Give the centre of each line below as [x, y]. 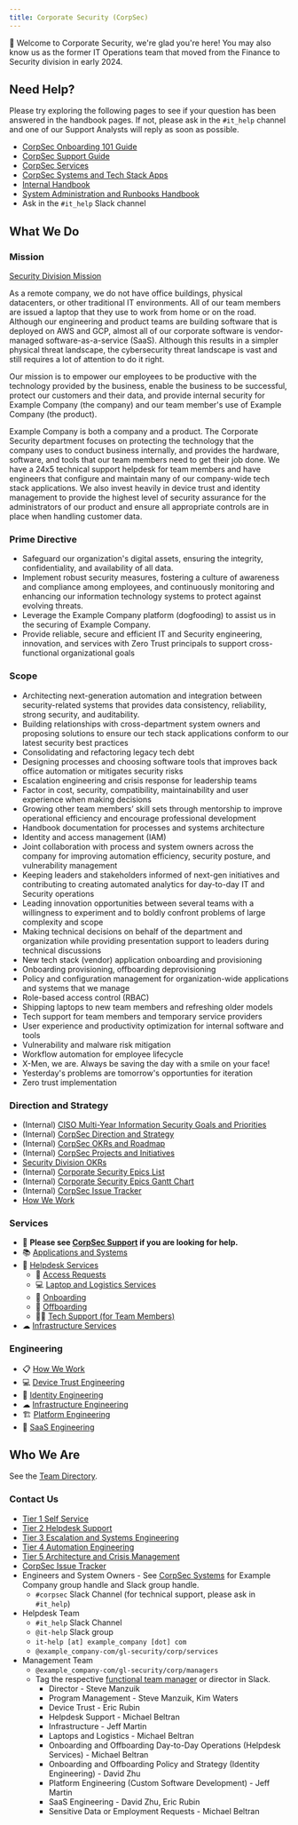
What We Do [44, 231]
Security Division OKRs [64, 1162]
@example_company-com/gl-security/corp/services [127, 1651]
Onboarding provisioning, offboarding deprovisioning [119, 969]
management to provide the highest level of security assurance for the [138, 497]
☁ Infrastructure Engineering [75, 1404]
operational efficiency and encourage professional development [139, 818]
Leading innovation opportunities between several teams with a [138, 903]
